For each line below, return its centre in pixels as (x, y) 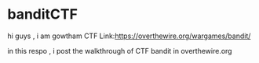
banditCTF (42, 14)
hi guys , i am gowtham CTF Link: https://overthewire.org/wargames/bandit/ (129, 36)
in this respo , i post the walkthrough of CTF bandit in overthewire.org (120, 51)
